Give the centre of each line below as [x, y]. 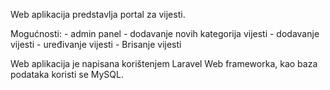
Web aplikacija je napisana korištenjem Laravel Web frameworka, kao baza [164, 63]
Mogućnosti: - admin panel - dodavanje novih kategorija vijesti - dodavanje [165, 33]
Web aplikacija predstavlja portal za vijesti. [98, 14]
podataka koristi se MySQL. [67, 74]
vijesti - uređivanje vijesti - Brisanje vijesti [96, 44]
